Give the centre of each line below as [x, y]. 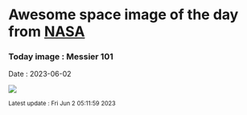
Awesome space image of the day [123, 15]
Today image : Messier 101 [61, 57]
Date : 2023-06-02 [40, 74]
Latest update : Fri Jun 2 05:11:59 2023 [62, 104]
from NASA [47, 32]
